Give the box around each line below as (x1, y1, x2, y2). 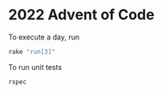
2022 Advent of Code (8, 6, 155, 24)
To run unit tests (8, 62, 63, 72)
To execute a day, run (8, 32, 80, 42)
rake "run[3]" (8, 47, 56, 55)
